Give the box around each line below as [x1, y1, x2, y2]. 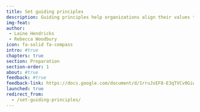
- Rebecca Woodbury [8, 36, 58, 42]
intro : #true [6, 47, 39, 53]
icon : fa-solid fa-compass [6, 42, 73, 48]
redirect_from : [6, 91, 44, 97]
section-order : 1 [6, 63, 49, 70]
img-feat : [6, 20, 31, 25]
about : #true [6, 69, 39, 75]
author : [6, 25, 26, 31]
